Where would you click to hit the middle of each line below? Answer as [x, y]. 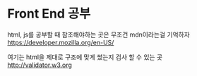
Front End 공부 [49, 14]
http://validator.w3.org [40, 65]
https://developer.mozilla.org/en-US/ [61, 42]
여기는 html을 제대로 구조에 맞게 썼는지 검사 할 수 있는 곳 [85, 57]
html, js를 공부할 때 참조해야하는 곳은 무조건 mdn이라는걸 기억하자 [99, 34]
